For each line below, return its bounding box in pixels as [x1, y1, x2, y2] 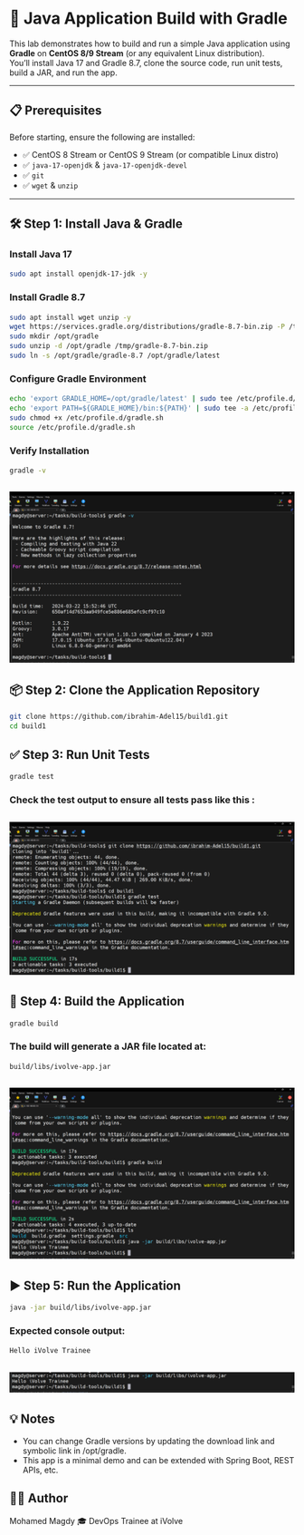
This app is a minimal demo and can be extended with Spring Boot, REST [22, 1454, 295, 1465]
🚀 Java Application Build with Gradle [9, 8, 288, 29]
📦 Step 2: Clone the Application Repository [9, 682, 261, 697]
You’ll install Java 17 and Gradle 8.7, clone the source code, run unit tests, [9, 57, 283, 68]
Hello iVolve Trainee [9, 1346, 91, 1355]
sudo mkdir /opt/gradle [9, 332, 100, 341]
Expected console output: [9, 1324, 126, 1336]
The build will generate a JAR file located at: [9, 1040, 206, 1053]
